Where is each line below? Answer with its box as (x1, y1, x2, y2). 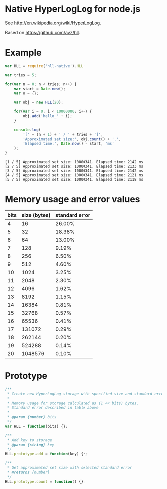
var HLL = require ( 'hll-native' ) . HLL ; (5, 63, 85, 68)
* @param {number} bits (7, 415, 57, 420)
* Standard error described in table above (7, 405, 99, 410)
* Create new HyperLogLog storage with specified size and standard (7, 391, 153, 396)
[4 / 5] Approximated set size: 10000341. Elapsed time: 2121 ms (5, 173, 143, 178)
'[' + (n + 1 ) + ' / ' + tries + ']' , (23, 132, 103, 137)
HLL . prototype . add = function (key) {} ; (5, 451, 88, 457)
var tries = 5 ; (5, 72, 37, 78)
